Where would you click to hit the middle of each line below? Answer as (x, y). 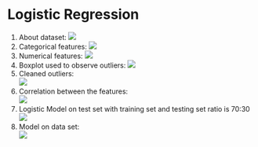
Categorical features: (53, 46)
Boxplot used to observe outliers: (72, 65)
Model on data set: (49, 127)
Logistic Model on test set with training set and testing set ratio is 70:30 (134, 108)
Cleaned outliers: (46, 73)
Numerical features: (51, 56)
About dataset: (43, 37)
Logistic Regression (73, 15)
